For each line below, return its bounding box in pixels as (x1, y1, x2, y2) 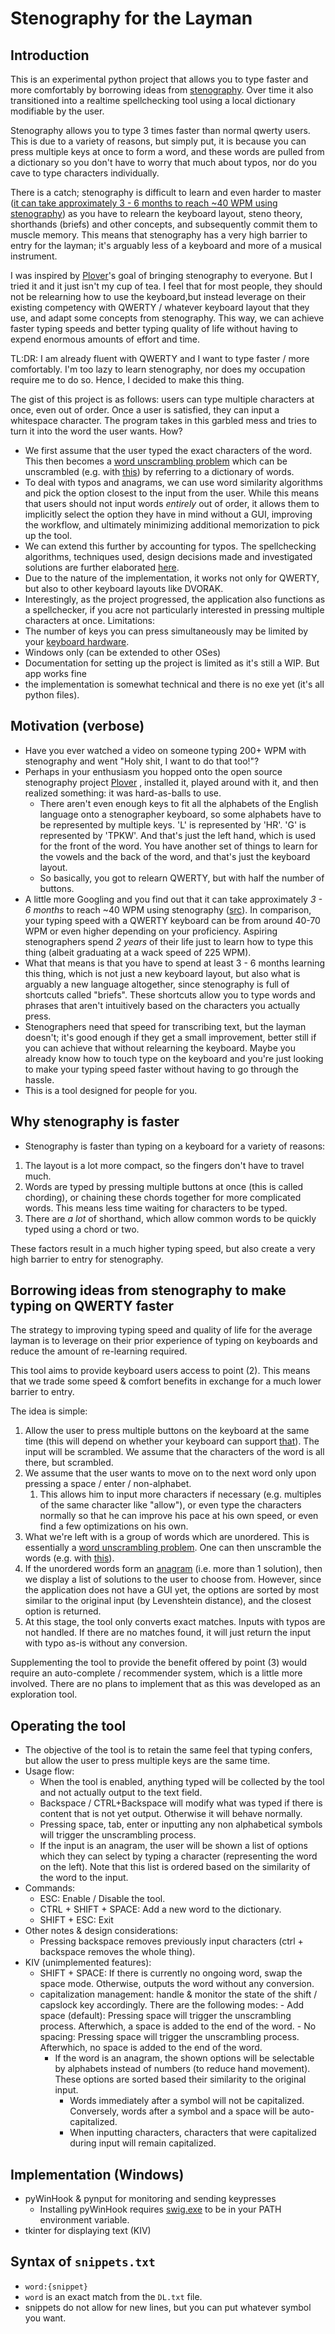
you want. (24, 2312, 67, 2324)
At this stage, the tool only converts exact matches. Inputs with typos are (24, 1616, 326, 1628)
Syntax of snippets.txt (10, 2253, 156, 2271)
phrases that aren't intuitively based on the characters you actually (24, 999, 301, 1011)
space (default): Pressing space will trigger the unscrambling (39, 2010, 292, 2022)
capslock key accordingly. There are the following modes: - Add (39, 1999, 305, 2011)
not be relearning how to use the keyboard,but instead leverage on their (10, 291, 307, 302)
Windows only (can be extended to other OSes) (24, 647, 222, 658)
